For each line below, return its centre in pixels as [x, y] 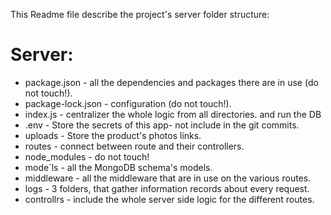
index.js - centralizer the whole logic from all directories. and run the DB [173, 114]
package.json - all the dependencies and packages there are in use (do [171, 82]
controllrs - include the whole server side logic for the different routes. [169, 199]
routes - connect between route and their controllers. [134, 146]
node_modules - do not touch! [87, 156]
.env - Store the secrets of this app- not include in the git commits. [162, 125]
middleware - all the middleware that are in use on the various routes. [168, 178]
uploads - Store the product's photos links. [113, 135]
